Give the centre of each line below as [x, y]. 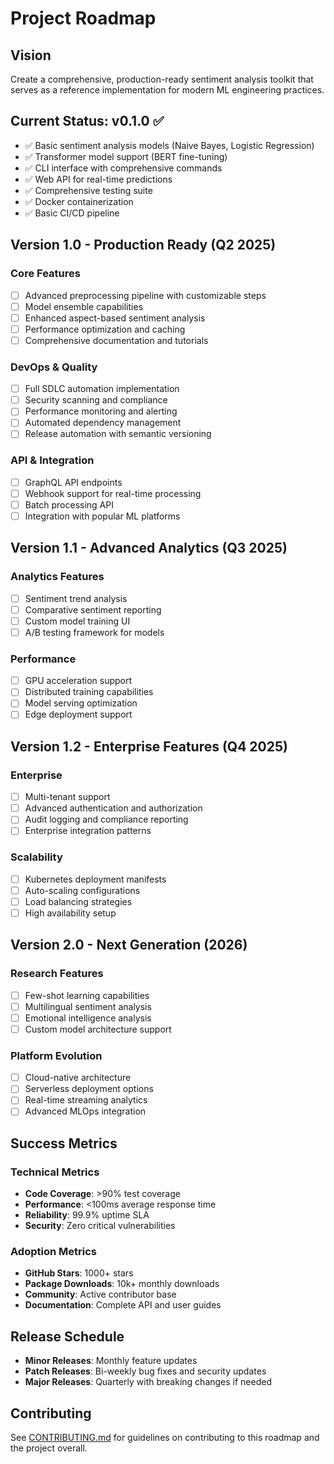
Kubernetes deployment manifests [95, 879]
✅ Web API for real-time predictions [98, 179]
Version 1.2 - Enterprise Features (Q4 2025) [149, 746]
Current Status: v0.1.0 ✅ [87, 121]
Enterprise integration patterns [88, 831]
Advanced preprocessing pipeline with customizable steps [145, 295]
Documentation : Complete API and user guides [123, 1305]
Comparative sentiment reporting [93, 609]
